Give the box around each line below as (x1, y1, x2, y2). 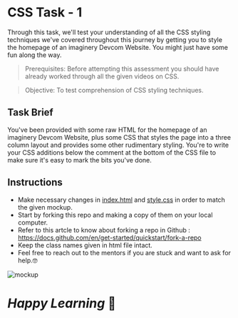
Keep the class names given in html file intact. (17, 240, 153, 250)
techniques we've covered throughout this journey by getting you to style (7, 35, 223, 43)
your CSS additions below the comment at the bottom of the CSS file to (7, 148, 216, 157)
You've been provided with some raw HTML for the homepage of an (7, 125, 207, 134)
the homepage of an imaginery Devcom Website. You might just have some (7, 43, 228, 51)
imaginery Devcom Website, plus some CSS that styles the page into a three (7, 133, 232, 141)
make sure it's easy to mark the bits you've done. (7, 155, 152, 164)
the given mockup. (17, 202, 73, 211)
